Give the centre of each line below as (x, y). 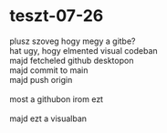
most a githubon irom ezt (56, 99)
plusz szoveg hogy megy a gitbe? (73, 41)
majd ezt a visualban (48, 118)
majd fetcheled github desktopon (72, 60)
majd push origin (41, 79)
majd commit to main (49, 70)
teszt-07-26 (57, 16)
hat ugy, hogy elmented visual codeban (83, 50)
